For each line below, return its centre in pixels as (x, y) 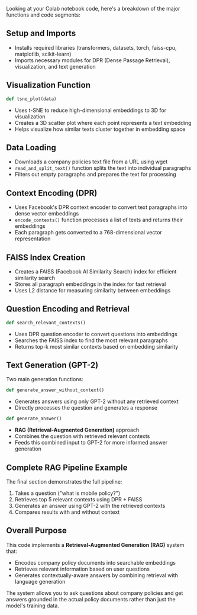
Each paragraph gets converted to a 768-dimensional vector (88, 233)
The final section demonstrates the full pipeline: (64, 482)
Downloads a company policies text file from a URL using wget (91, 162)
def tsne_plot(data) (32, 99)
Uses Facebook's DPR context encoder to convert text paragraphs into (101, 207)
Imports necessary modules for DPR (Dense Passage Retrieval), (92, 60)
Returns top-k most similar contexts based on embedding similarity (96, 346)
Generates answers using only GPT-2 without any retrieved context (96, 401)
